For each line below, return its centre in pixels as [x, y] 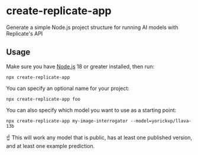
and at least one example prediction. [51, 146]
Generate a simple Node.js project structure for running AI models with [92, 27]
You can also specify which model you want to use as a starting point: [91, 110]
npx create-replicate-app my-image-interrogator [67, 121]
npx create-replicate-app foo [43, 99]
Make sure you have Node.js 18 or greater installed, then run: [80, 66]
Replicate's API [25, 33]
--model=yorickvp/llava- [161, 121]
